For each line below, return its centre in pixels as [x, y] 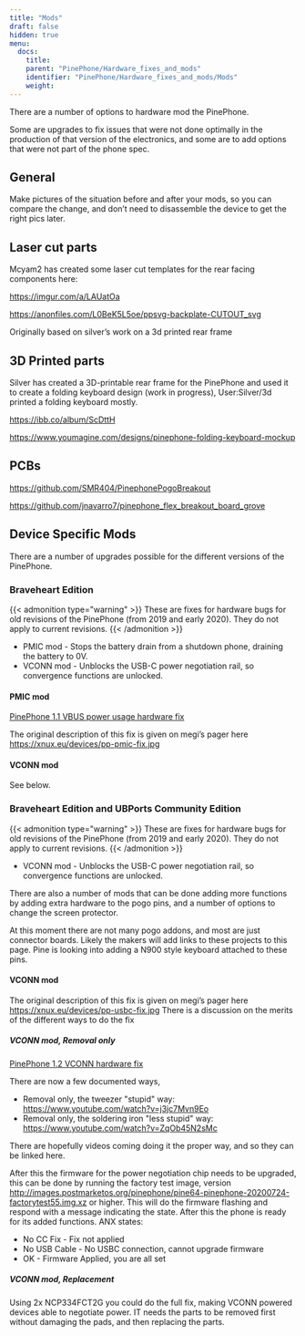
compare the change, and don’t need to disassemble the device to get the [148, 209]
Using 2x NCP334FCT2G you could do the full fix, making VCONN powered [151, 1302]
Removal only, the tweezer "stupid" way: [99, 1099]
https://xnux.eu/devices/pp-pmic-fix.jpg [85, 744]
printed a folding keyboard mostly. [74, 402]
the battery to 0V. [55, 656]
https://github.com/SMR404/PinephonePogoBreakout [110, 488]
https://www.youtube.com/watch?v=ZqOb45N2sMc [120, 1128]
